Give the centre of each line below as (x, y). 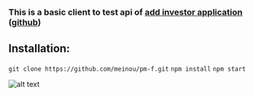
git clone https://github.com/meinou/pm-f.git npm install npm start (127, 69)
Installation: (39, 48)
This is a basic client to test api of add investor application (125, 12)
